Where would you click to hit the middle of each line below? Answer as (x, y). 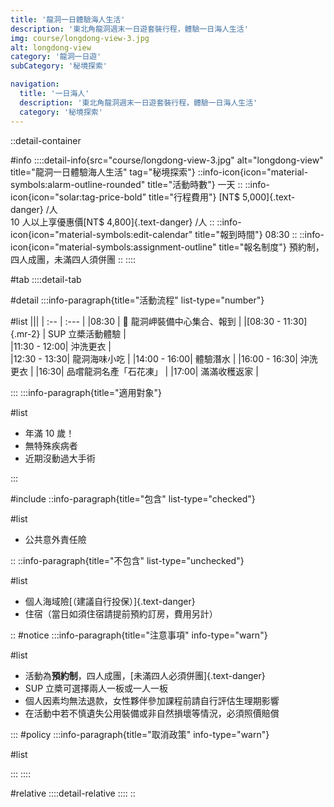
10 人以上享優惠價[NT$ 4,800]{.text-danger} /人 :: (112, 222)
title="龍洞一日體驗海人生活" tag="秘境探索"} (103, 172)
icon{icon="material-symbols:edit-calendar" (101, 234)
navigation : (35, 84)
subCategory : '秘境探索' (59, 66)
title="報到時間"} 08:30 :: (246, 234)
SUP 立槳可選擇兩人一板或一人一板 (96, 688)
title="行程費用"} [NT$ (194, 197)
